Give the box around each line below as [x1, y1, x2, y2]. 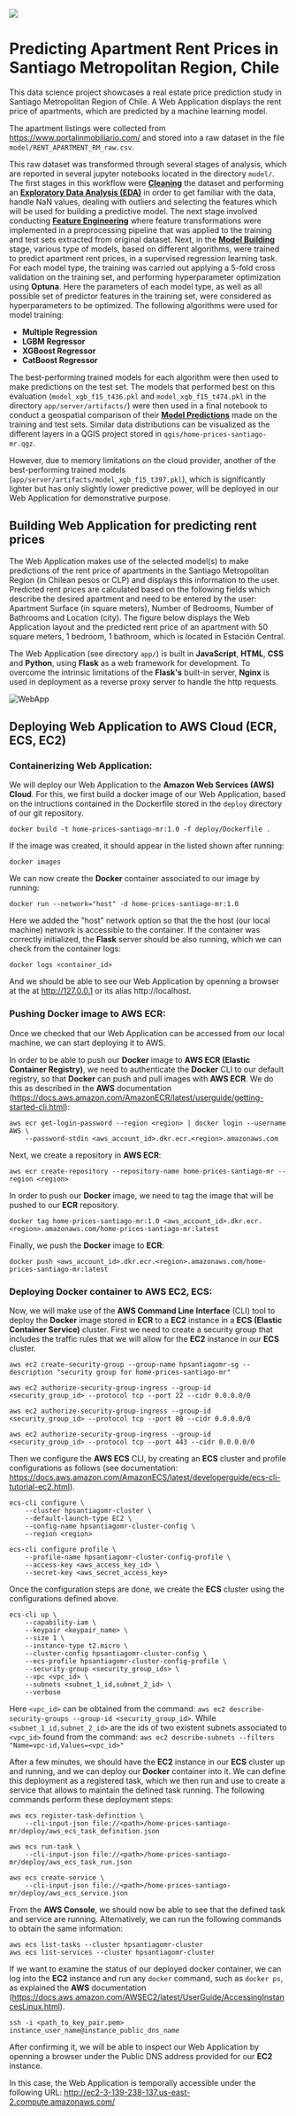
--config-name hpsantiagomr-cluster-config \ [25, 1522, 196, 1531]
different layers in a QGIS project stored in [9, 428, 162, 438]
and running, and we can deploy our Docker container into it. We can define [9, 1766, 286, 1777]
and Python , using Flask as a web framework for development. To [9, 657, 251, 668]
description [9, 1368, 53, 1377]
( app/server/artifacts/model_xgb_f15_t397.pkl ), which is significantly [9, 474, 266, 484]
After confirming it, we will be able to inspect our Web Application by [9, 2042, 259, 2052]
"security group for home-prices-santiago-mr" [56, 1368, 231, 1377]
